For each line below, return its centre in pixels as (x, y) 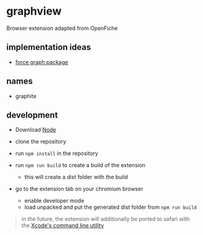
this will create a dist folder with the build (76, 177)
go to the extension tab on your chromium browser (79, 189)
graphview (34, 11)
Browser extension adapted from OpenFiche (62, 28)
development (32, 115)
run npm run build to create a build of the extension (80, 165)
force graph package (42, 62)
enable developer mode (54, 201)
